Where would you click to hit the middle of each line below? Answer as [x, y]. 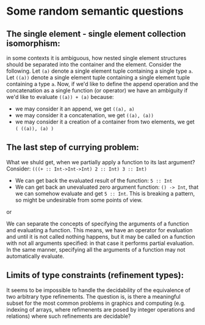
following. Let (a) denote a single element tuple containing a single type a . [100, 71]
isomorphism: [34, 43]
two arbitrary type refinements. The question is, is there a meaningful [94, 296]
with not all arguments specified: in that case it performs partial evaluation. [100, 243]
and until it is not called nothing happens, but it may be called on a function [101, 236]
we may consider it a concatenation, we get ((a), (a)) [85, 115]
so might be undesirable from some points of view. [79, 200]
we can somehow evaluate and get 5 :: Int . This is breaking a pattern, [105, 193]
